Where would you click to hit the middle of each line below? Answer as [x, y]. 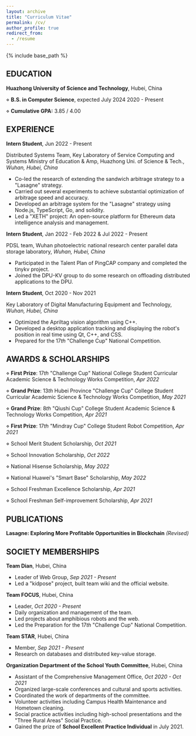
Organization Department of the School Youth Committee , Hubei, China [94, 666]
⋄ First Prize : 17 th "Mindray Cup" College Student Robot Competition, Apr [95, 426]
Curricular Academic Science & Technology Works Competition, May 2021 [96, 397]
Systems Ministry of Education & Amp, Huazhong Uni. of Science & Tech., [95, 161]
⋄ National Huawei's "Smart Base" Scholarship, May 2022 [76, 478]
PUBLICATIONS [35, 519]
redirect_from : [25, 33]
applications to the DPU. [44, 281]
